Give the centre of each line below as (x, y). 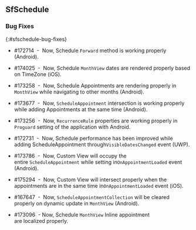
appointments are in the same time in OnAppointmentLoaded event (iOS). (99, 186)
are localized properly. (41, 221)
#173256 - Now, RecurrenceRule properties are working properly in (96, 121)
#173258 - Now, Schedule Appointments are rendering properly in (95, 85)
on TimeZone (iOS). (38, 74)
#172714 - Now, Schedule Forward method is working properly (90, 50)
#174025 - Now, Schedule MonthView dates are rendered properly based (102, 68)
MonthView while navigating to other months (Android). (79, 92)
